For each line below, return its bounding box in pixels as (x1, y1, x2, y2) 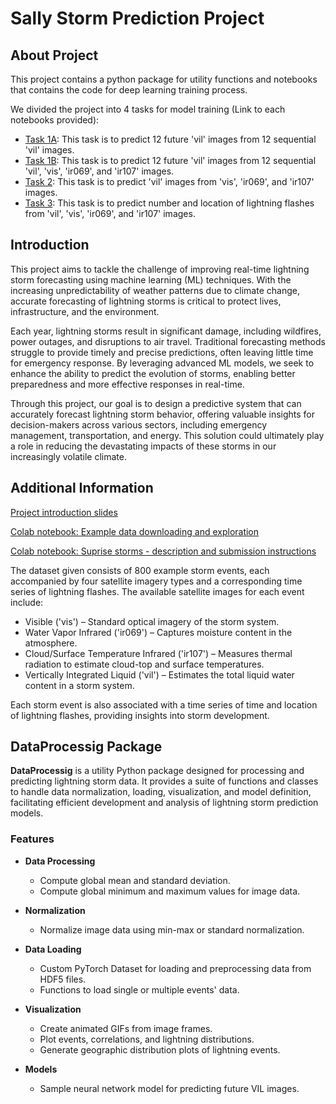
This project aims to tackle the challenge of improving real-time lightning (10, 263, 310, 275)
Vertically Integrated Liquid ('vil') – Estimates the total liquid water (24, 668, 295, 681)
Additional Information (10, 480, 154, 497)
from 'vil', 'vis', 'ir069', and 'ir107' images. (24, 208, 196, 219)
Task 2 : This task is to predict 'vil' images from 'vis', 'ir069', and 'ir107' (24, 176, 315, 187)
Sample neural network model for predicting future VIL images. (39, 1082, 300, 1094)
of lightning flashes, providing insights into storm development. (10, 709, 270, 721)
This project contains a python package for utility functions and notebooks (10, 73, 318, 85)
